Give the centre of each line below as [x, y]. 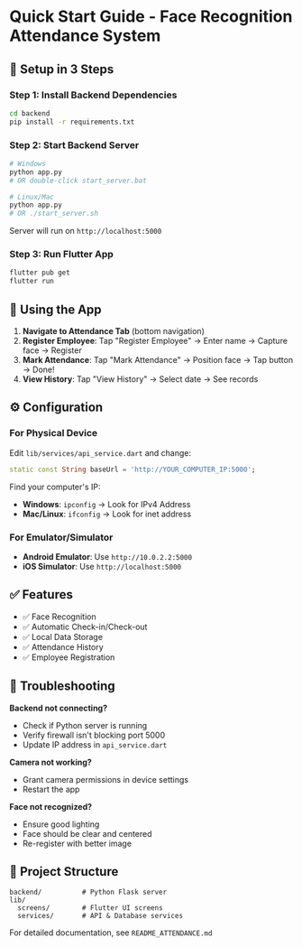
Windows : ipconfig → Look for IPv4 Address [106, 504]
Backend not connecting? [59, 708]
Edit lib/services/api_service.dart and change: [101, 452]
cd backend [30, 113]
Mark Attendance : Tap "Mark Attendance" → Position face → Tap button [158, 360]
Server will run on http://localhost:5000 [86, 231]
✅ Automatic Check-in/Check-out [85, 627]
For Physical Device [54, 433]
